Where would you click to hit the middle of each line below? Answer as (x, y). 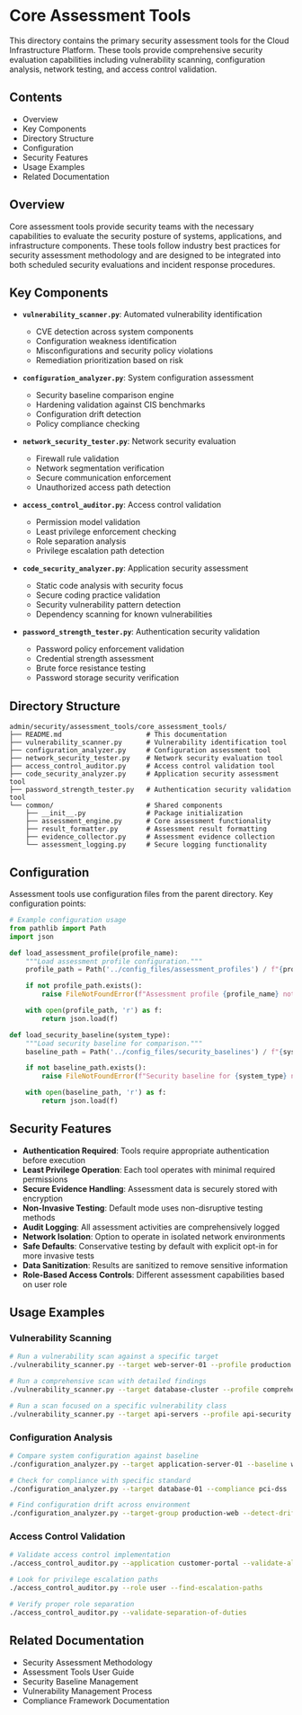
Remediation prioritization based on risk (110, 360)
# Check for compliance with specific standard (100, 1480)
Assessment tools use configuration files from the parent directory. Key (142, 894)
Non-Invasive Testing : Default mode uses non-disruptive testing (142, 1208)
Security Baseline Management (80, 1681)
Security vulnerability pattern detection (108, 605)
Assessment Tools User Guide (78, 1672)
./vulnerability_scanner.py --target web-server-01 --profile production (151, 1365)
